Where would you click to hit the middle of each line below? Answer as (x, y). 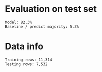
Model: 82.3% (19, 22)
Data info (24, 47)
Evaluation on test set (51, 9)
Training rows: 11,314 (29, 60)
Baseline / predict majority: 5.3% (42, 27)
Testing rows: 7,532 (27, 64)
